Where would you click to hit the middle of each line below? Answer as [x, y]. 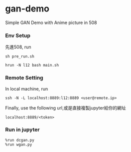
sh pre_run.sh [20, 56]
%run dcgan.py [20, 140]
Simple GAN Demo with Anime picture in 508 [51, 22]
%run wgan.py [19, 144]
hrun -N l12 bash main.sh [32, 65]
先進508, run [18, 47]
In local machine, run [27, 88]
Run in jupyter [22, 129]
